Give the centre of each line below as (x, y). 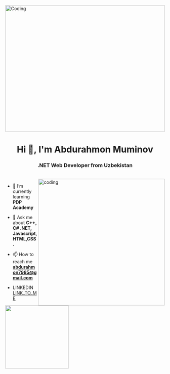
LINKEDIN (23, 287)
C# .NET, (22, 228)
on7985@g (25, 272)
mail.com (23, 278)
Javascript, (25, 234)
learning (21, 197)
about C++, (25, 223)
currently (22, 191)
